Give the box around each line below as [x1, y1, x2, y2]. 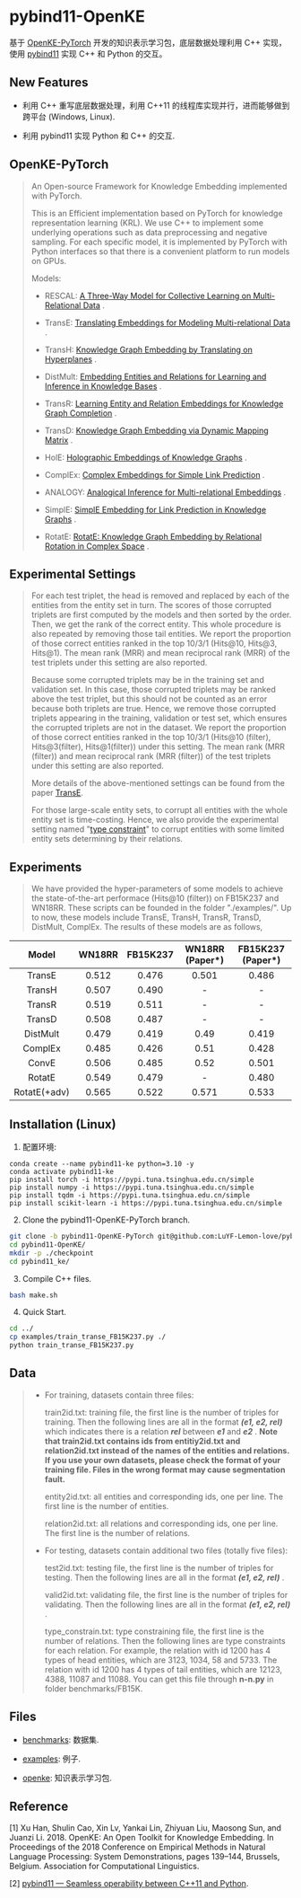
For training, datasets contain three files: [44, 1390, 194, 1400]
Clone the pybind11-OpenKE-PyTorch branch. [21, 1214, 191, 1225]
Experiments [9, 860, 82, 875]
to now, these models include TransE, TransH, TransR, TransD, [30, 912, 262, 923]
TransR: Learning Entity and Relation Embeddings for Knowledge [44, 398, 284, 409]
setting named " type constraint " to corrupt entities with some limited [30, 824, 285, 834]
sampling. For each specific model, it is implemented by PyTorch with [30, 236, 288, 247]
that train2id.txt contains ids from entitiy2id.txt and [44, 1435, 241, 1446]
